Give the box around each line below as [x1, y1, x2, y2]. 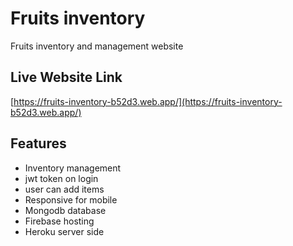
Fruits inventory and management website [10, 40, 184, 52]
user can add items [24, 183, 105, 195]
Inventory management [24, 162, 122, 174]
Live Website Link [10, 69, 123, 86]
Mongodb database [24, 204, 107, 216]
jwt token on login [24, 172, 99, 184]
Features [10, 135, 67, 152]
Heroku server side [24, 225, 105, 237]
